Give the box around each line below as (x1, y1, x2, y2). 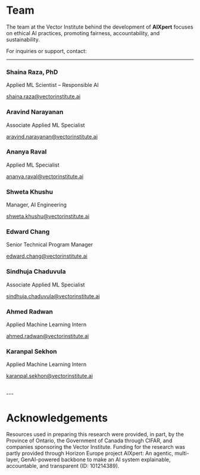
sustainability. (6, 36, 40, 43)
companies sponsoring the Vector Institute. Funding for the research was (6, 443, 186, 451)
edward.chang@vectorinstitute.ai (6, 252, 87, 260)
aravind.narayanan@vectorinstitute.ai (6, 133, 98, 140)
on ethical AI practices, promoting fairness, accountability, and (6, 29, 160, 36)
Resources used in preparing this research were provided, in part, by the (6, 431, 185, 438)
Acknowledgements (6, 411, 108, 424)
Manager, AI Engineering (6, 201, 67, 208)
